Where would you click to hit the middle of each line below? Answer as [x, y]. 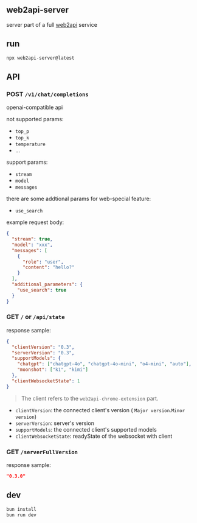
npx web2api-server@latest [40, 58]
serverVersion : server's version [54, 423]
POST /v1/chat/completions [48, 94]
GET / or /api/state [36, 317]
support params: [27, 162]
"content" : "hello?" [48, 267]
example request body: [35, 222]
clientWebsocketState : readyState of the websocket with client [94, 436]
